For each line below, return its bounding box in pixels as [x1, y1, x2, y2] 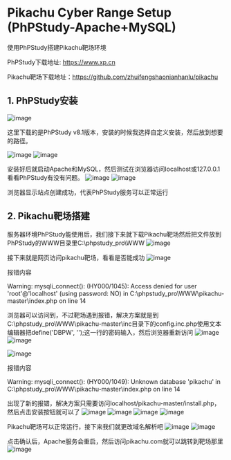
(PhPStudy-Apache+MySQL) [7, 19, 176, 35]
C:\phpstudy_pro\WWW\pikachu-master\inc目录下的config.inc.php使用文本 [7, 320, 221, 328]
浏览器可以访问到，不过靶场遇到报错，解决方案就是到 [7, 311, 159, 319]
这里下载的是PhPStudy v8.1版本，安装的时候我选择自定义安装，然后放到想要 [7, 128, 223, 136]
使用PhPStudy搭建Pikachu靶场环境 [7, 43, 107, 51]
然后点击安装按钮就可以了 [7, 407, 80, 416]
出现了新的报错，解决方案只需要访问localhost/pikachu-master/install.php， [7, 399, 221, 407]
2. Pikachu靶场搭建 [7, 210, 90, 222]
